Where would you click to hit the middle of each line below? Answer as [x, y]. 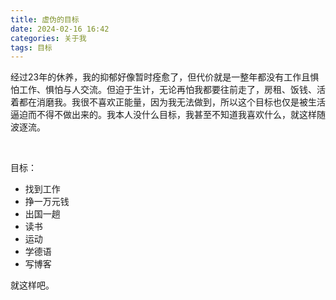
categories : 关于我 [48, 38]
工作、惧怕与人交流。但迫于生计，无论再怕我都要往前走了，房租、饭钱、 [167, 90]
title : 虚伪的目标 [45, 19]
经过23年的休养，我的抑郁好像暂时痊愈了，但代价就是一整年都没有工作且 [160, 77]
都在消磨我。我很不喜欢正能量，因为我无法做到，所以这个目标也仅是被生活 [172, 102]
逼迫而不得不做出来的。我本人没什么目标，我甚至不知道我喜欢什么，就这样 [163, 115]
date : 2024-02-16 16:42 [60, 29]
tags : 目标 [31, 47]
